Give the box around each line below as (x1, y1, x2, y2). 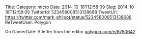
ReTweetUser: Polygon (5, 19, 51, 25)
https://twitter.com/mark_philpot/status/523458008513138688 (5, 14, 132, 20)
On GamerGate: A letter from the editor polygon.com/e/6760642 (5, 29, 136, 34)
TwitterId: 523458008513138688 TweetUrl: (31, 9, 118, 15)
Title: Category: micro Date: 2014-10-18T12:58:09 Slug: (5, 4, 116, 10)
